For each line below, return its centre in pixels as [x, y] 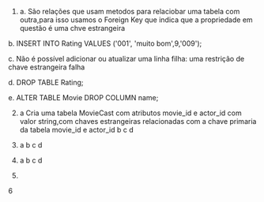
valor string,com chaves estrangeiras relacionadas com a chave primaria [138, 121]
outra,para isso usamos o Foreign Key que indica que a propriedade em [136, 20]
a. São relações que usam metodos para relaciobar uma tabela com [130, 11]
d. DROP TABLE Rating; [46, 82]
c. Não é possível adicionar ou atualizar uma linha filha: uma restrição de [126, 59]
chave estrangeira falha [47, 67]
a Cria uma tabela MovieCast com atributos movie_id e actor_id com [131, 113]
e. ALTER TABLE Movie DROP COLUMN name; [83, 97]
